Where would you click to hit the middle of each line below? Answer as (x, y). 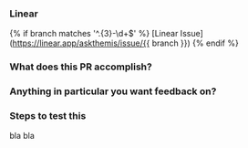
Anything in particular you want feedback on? (113, 91)
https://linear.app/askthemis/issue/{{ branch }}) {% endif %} (125, 43)
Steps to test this (48, 116)
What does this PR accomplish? (81, 67)
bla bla (22, 136)
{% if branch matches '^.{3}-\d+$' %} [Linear (94, 34)
